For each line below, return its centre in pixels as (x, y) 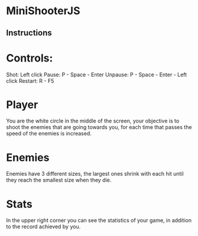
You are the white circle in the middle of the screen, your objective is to (93, 121)
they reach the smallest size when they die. (59, 180)
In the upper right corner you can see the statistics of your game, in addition (99, 221)
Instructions (29, 33)
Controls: (30, 58)
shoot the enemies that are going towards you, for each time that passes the (99, 127)
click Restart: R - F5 (30, 80)
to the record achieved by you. (43, 227)
